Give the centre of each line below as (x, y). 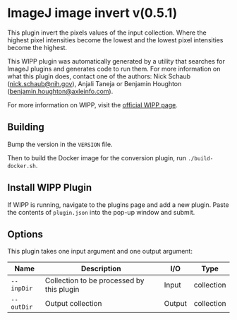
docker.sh (22, 166)
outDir (22, 307)
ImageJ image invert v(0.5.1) (92, 13)
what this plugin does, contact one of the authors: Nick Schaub (99, 76)
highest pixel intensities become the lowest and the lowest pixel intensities (115, 40)
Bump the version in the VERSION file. (60, 144)
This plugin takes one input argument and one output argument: (100, 251)
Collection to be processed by (95, 280)
